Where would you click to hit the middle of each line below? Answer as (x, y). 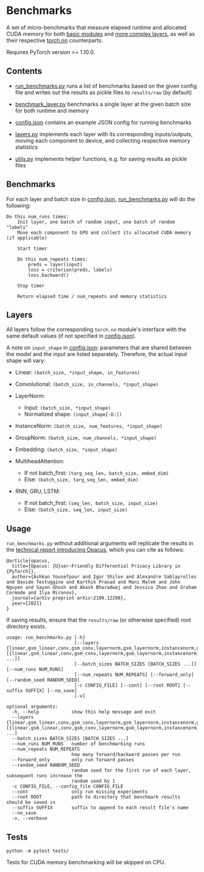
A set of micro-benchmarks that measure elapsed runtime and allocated (97, 27)
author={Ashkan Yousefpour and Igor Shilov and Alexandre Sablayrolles (104, 577)
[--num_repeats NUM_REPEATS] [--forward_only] (134, 675)
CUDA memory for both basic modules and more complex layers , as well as (101, 33)
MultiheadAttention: (40, 461)
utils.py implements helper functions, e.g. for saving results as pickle (101, 159)
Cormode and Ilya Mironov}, (42, 593)
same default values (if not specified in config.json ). (71, 336)
